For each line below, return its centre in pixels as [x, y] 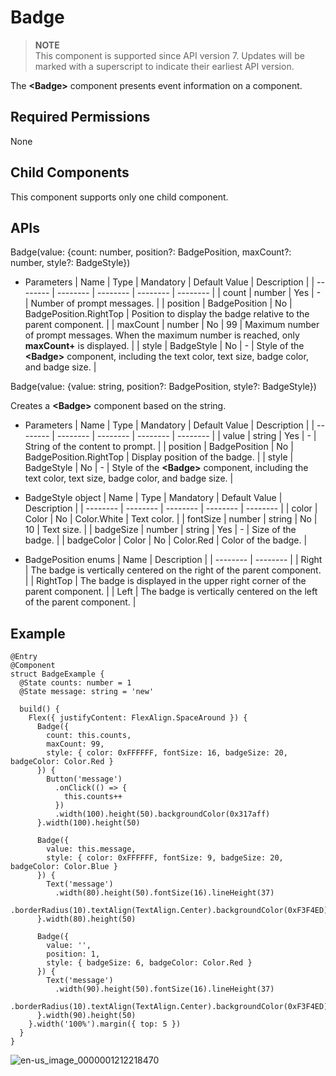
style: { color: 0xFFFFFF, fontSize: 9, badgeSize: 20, [165, 858]
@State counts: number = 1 [75, 683]
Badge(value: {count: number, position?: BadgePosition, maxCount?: [151, 252]
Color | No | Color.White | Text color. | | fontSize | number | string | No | [171, 519]
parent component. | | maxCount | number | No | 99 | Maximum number [172, 325]
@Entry [24, 657]
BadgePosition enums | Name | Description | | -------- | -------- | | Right [173, 560]
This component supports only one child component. [119, 197]
